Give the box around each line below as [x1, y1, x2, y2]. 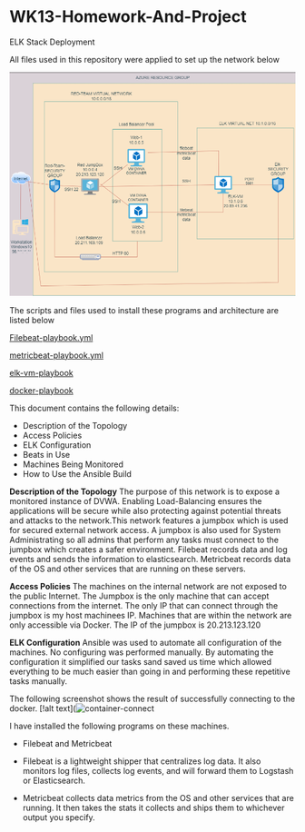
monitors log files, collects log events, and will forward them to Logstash [22, 765, 294, 776]
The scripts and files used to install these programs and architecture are [9, 304, 280, 315]
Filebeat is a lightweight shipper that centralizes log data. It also [22, 756, 261, 767]
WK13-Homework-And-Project [9, 6, 247, 27]
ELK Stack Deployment [9, 36, 95, 47]
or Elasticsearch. [22, 775, 86, 786]
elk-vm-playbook [9, 367, 74, 378]
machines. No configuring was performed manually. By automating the [9, 647, 274, 658]
